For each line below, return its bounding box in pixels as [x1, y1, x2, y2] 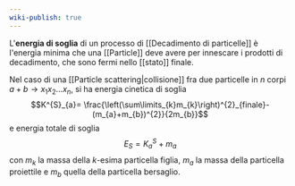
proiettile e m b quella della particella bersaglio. [9, 166, 181, 179]
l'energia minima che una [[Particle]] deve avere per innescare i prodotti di [9, 46, 283, 58]
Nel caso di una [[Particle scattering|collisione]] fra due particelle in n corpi [9, 73, 286, 85]
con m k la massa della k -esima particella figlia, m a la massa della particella [9, 154, 284, 167]
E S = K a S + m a [123, 137, 177, 151]
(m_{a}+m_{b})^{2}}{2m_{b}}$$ [92, 109, 208, 120]
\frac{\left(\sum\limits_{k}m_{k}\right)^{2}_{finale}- [83, 99, 270, 110]
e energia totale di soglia [9, 123, 100, 134]
